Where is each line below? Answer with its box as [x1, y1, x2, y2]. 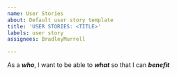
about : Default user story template [7, 17, 114, 23]
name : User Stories [7, 10, 64, 17]
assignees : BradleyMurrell [7, 36, 86, 43]
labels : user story [7, 29, 64, 37]
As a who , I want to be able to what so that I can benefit [7, 61, 170, 69]
